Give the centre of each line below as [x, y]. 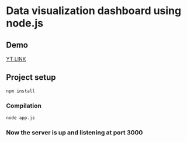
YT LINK [16, 59]
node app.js [20, 118]
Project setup [31, 77]
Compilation [24, 106]
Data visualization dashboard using [94, 11]
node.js [25, 23]
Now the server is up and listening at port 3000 [75, 133]
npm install [20, 91]
